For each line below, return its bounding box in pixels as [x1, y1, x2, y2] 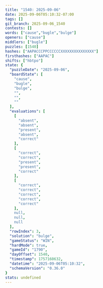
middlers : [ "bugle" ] [5, 40, 48, 45]
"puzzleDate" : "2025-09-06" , [9, 68, 70, 72]
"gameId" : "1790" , [9, 247, 48, 252]
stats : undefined [5, 275, 41, 280]
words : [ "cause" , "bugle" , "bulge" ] [5, 30, 77, 35]
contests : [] [5, 26, 32, 31]
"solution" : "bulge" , [9, 233, 54, 238]
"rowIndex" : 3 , [9, 229, 41, 234]
